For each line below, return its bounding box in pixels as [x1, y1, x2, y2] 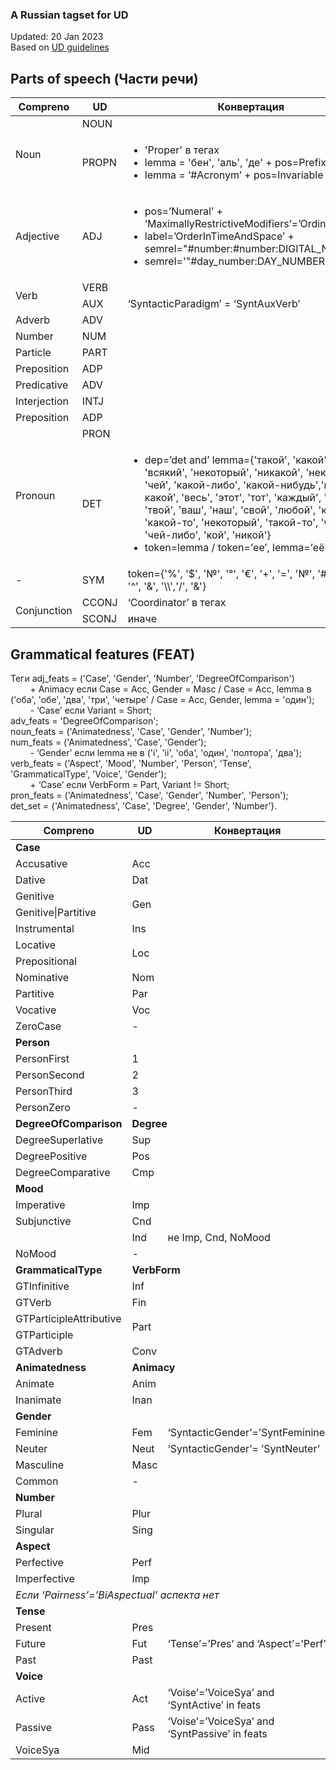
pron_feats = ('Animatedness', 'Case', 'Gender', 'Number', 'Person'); [10, 789, 289, 801]
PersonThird [15, 1084, 73, 1098]
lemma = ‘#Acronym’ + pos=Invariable [144, 168, 324, 182]
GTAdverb [15, 1344, 63, 1358]
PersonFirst [15, 1051, 70, 1065]
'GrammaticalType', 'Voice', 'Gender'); [10, 768, 167, 780]
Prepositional [15, 954, 78, 968]
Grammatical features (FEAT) [10, 646, 196, 663]
